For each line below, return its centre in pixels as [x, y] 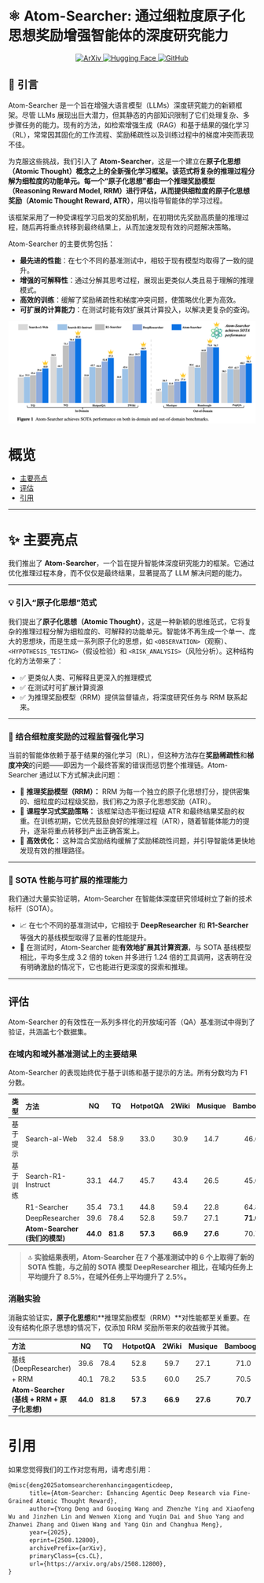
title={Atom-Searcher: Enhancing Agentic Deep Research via [129, 1493]
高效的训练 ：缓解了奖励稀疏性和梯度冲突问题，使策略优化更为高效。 [130, 299]
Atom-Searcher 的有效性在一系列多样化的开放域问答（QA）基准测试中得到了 [132, 1022]
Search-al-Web [51, 1139]
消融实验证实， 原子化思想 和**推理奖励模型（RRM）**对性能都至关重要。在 [129, 1317]
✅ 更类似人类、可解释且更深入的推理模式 [85, 678]
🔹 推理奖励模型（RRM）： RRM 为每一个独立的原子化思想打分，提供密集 [134, 791]
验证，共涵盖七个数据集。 [49, 1032]
